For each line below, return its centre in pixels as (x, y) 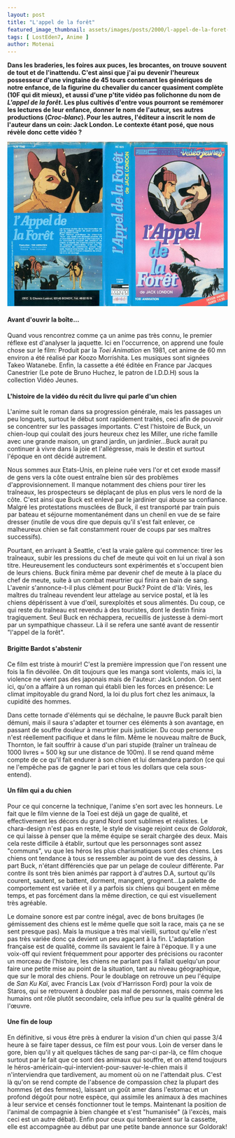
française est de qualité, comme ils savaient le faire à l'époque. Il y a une (112, 946)
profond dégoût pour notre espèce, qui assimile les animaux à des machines (117, 1097)
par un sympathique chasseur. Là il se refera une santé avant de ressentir (113, 625)
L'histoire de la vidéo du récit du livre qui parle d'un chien (92, 396)
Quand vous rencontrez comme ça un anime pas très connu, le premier (110, 336)
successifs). (25, 537)
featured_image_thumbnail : (47, 29)
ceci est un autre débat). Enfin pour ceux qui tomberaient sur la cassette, (113, 1119)
